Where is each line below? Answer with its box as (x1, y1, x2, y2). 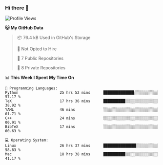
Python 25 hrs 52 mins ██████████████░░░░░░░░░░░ (5, 90, 159, 95)
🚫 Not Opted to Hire (17, 46, 57, 52)
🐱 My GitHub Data (5, 25, 44, 31)
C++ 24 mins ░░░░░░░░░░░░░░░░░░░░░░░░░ (5, 116, 159, 121)
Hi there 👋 (5, 4, 29, 11)
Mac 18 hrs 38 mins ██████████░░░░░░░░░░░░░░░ (5, 152, 159, 157)
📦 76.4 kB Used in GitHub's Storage (17, 35, 91, 41)
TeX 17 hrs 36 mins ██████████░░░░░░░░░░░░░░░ (5, 99, 159, 104)
